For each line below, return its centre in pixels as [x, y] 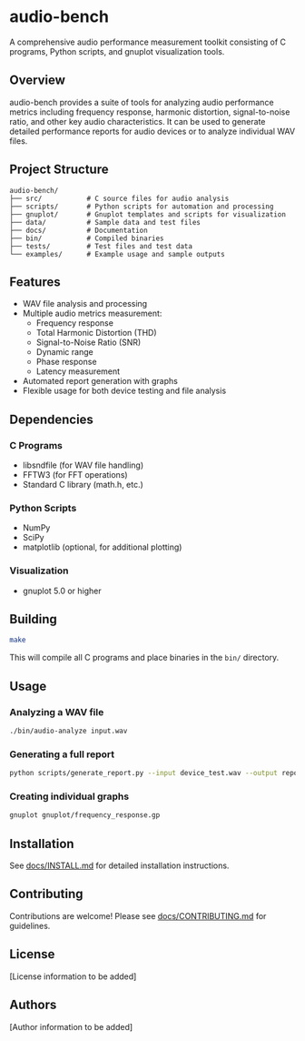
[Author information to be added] [71, 1026]
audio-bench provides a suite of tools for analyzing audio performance [142, 102]
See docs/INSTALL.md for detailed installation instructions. [119, 865]
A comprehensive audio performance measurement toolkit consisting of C [148, 42]
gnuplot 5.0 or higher [62, 591]
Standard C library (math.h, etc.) [83, 485]
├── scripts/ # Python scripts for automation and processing [142, 207]
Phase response [66, 362]
